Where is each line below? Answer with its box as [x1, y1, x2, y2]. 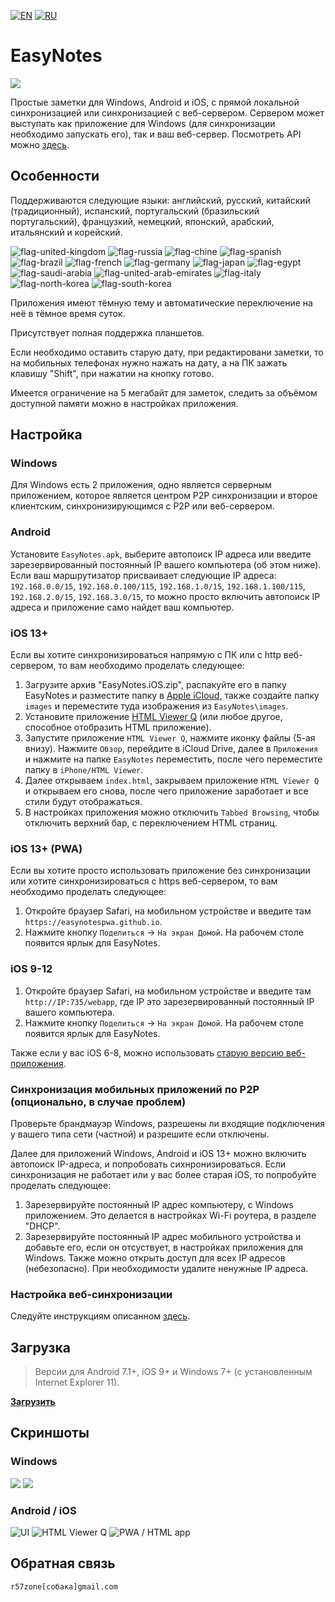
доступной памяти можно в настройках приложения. [10, 397, 239, 409]
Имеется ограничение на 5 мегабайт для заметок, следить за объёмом [10, 386, 318, 399]
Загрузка [10, 1339, 71, 1356]
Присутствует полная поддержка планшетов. [10, 326, 205, 339]
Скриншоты [10, 1425, 90, 1442]
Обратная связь [10, 1555, 116, 1572]
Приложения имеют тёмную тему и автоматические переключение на [10, 296, 313, 309]
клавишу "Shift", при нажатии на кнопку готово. [10, 367, 215, 379]
